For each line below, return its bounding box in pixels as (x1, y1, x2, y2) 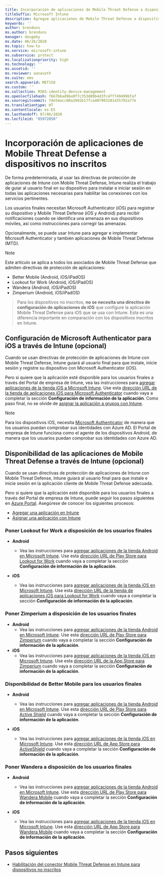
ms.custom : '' (5, 84, 34, 90)
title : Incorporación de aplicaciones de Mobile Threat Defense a (5, 7, 143, 12)
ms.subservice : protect (5, 52, 54, 58)
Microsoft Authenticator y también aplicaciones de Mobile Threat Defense (5, 235, 154, 241)
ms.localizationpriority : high (5, 57, 69, 62)
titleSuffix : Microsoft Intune (5, 12, 69, 17)
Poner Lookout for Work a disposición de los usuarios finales (5, 527, 152, 534)
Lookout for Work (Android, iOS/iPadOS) (12, 279, 94, 285)
